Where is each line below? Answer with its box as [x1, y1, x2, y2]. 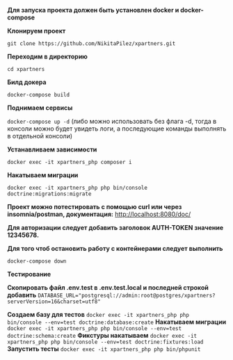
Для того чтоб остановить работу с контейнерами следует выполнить [7, 245, 223, 252]
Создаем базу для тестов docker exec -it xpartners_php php [7, 311, 190, 318]
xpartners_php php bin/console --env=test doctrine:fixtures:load [7, 338, 204, 345]
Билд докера [7, 78, 47, 86]
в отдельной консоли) [7, 132, 73, 140]
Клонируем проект [7, 27, 66, 35]
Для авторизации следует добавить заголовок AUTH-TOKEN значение [7, 224, 224, 231]
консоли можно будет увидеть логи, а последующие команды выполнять [7, 124, 227, 133]
